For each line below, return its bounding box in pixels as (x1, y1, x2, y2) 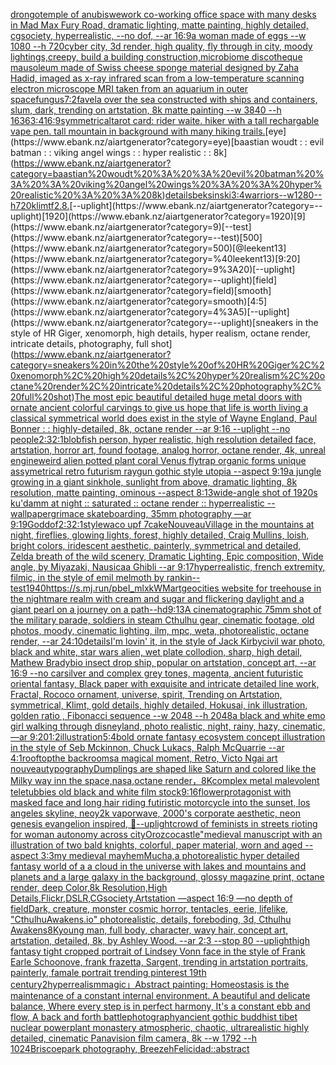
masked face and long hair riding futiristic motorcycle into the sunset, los (10, 797, 311, 808)
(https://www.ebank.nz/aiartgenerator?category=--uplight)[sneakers (10, 317, 294, 328)
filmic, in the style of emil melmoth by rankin (10, 572, 193, 583)
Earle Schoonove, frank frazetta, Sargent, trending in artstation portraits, (10, 956, 309, 968)
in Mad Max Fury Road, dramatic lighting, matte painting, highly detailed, (10, 19, 309, 31)
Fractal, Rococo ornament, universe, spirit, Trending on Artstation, (10, 689, 283, 700)
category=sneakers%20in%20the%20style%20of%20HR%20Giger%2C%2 (10, 359, 325, 371)
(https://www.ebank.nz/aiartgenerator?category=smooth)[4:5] (10, 295, 268, 307)
